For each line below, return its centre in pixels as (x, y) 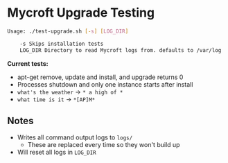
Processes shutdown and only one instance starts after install (105, 84)
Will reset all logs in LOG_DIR (56, 152)
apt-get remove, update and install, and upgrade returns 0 (100, 77)
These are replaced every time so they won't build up (104, 145)
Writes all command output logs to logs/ (75, 137)
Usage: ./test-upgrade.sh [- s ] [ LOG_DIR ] (68, 31)
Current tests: (28, 63)
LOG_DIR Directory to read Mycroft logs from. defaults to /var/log (121, 50)
